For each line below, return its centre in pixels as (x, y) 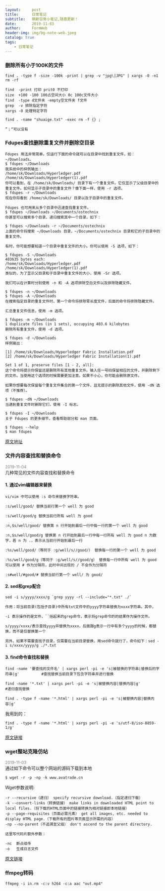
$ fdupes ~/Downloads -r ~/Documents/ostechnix (55, 226)
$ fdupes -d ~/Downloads (31, 338)
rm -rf (12, 80)
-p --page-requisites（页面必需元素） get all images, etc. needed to (77, 814)
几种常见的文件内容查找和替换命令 (40, 472)
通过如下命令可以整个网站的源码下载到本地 (49, 768)
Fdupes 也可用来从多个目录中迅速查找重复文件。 (48, 208)
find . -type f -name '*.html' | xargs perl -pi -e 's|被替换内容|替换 (78, 699)
